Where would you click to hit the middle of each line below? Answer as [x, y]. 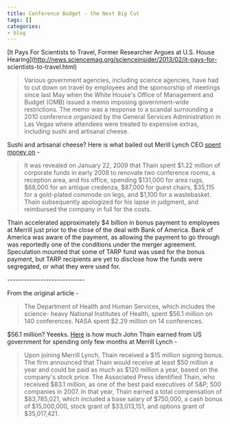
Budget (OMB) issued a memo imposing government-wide [106, 102]
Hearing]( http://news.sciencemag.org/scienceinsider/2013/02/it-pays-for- [112, 60]
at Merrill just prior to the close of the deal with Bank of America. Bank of [110, 230]
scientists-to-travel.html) [42, 67]
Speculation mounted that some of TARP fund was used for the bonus [106, 252]
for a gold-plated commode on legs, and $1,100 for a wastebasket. [117, 195]
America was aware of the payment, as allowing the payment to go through [113, 237]
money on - [23, 152]
